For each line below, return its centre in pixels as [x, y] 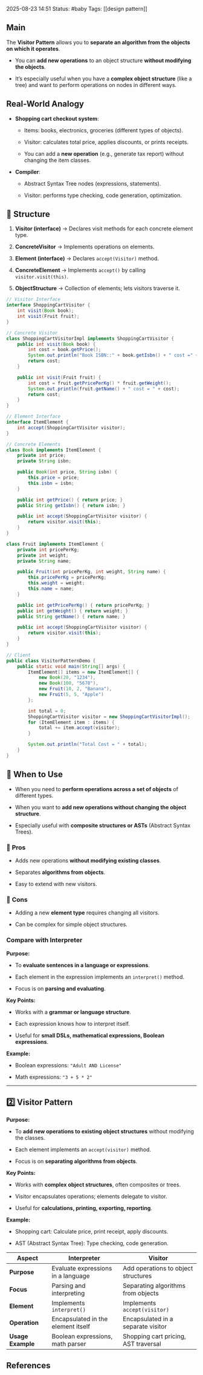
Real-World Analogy [45, 104]
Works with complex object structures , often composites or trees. [98, 1185]
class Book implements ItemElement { [54, 450]
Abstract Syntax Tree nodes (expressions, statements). [92, 183]
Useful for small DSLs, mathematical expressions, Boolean [90, 1035]
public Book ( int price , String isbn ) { [67, 472]
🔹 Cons [17, 899]
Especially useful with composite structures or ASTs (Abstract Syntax [103, 825]
